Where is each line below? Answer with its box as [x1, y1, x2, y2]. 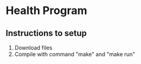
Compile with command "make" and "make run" [14, 51, 136, 58]
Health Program [5, 4, 88, 18]
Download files [14, 44, 52, 51]
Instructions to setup [5, 28, 87, 38]
